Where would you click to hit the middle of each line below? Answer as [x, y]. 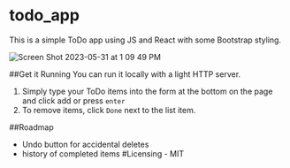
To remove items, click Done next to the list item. [109, 110]
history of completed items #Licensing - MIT [103, 153]
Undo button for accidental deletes [85, 144]
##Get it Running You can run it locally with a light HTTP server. [125, 74]
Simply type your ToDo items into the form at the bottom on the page [147, 91]
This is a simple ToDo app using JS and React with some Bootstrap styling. [145, 40]
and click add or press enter [73, 100]
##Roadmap [32, 127]
